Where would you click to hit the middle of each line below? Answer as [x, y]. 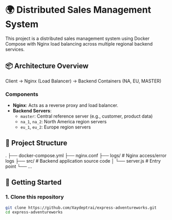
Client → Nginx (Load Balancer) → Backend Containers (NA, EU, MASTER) [83, 81]
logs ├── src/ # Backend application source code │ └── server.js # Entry [83, 161]
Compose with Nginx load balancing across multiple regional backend [79, 43]
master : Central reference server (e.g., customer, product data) [87, 116]
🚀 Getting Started [34, 182]
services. [15, 49]
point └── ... [19, 166]
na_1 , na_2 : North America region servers [63, 122]
